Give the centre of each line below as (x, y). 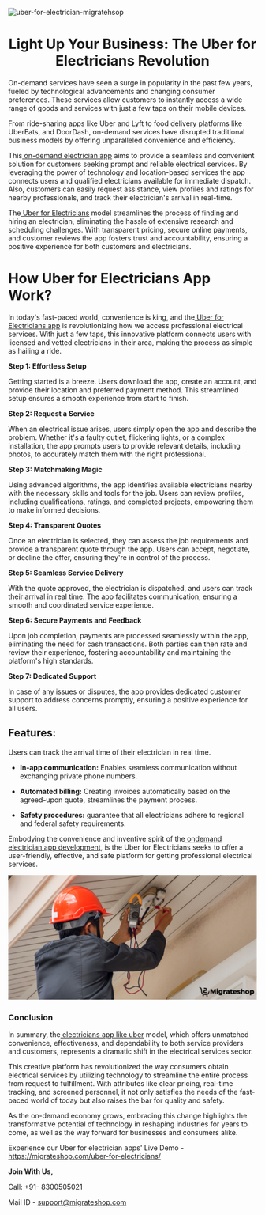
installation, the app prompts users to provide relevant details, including (124, 445)
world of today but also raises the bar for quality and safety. (127, 1100)
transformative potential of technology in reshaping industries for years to (128, 1124)
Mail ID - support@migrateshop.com (67, 1202)
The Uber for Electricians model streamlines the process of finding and (123, 213)
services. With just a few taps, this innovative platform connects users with (130, 334)
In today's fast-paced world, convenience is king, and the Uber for (116, 317)
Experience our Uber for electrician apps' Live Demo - (96, 1148)
